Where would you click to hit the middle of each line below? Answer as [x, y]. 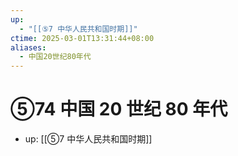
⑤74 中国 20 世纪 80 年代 [119, 109]
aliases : [28, 47]
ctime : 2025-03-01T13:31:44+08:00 [82, 38]
